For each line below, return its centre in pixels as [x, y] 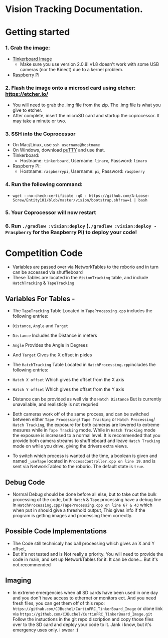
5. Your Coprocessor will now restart [51, 212]
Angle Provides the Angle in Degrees [50, 345]
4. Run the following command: [44, 184]
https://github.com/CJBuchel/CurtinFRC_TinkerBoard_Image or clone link [88, 608]
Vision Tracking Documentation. [74, 9]
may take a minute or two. [39, 121]
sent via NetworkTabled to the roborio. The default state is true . [78, 467]
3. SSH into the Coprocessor [40, 134]
